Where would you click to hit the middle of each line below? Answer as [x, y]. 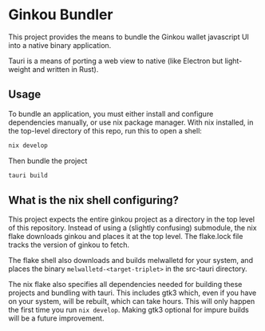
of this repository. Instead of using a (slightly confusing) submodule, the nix [132, 228]
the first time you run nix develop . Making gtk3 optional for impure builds [129, 310]
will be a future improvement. [56, 318]
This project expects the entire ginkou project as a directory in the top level [132, 219]
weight [20, 69]
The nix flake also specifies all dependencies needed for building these [125, 285]
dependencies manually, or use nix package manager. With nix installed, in [131, 122]
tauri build [28, 175]
